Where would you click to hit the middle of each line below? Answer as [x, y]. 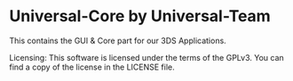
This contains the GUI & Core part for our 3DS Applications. [118, 40]
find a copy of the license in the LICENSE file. [92, 67]
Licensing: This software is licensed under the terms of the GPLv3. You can [146, 57]
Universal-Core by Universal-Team [140, 16]
